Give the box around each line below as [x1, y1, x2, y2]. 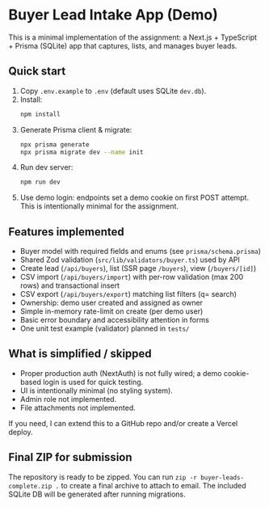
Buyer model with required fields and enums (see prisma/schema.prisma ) [19, 247, 261, 256]
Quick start [8, 65, 66, 78]
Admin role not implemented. [19, 394, 117, 403]
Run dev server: [19, 163, 74, 172]
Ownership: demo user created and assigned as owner [19, 298, 204, 308]
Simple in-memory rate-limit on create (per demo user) [19, 306, 204, 316]
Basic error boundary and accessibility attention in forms [19, 315, 210, 325]
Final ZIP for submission [8, 450, 132, 464]
